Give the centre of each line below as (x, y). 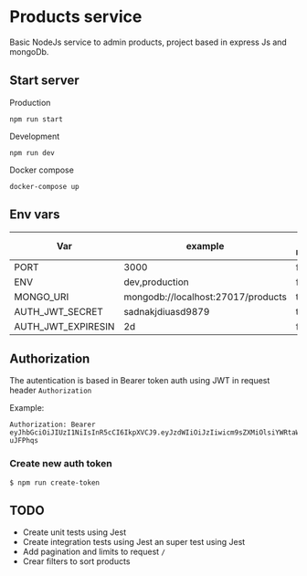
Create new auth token (61, 464)
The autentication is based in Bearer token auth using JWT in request (140, 381)
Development (35, 136)
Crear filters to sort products (76, 561)
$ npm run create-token (55, 482)
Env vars (35, 215)
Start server (44, 81)
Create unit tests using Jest (74, 532)
